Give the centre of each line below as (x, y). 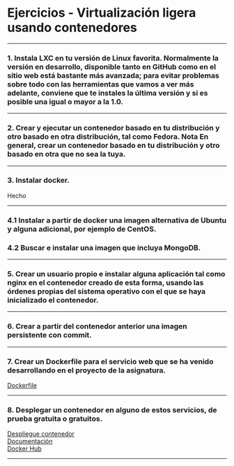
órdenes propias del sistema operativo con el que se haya (107, 291)
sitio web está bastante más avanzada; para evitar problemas (113, 75)
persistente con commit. (49, 335)
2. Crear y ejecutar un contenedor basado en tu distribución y (114, 128)
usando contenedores (72, 28)
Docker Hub (24, 449)
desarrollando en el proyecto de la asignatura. (86, 370)
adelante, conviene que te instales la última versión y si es (108, 93)
